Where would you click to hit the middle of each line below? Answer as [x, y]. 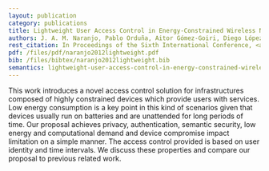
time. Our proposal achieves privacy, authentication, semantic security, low [132, 124]
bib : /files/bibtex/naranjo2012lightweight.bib [89, 61]
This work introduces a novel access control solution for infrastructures [126, 90]
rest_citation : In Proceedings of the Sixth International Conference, [130, 46]
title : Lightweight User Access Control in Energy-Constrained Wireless [132, 30]
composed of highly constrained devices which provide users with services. [134, 99]
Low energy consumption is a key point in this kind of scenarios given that [130, 107]
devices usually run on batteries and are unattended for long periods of [126, 116]
